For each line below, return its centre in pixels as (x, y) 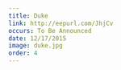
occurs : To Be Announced (50, 31)
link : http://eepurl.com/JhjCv (61, 23)
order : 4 (23, 53)
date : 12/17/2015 (38, 38)
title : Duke (28, 16)
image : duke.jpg (35, 46)
